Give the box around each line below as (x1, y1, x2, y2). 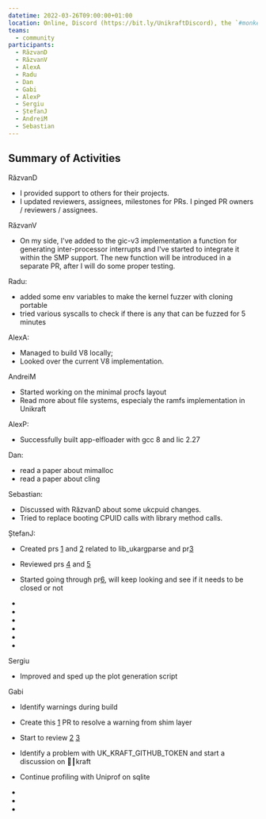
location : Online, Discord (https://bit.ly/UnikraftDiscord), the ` (8, 19, 239, 27)
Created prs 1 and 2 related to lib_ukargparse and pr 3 (19, 544, 194, 553)
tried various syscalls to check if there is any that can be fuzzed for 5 (19, 309, 246, 318)
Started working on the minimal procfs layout (19, 386, 167, 397)
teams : (8, 26, 30, 34)
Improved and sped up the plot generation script (19, 671, 178, 681)
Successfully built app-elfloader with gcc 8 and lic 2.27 (19, 434, 200, 444)
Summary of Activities (8, 152, 121, 165)
